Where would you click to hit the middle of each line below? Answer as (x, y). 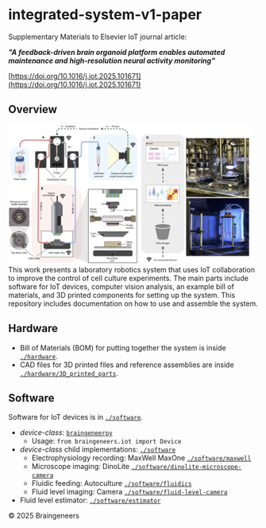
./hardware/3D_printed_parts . (69, 373)
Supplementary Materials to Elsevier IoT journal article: (98, 37)
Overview (33, 110)
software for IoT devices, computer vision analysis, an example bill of (121, 286)
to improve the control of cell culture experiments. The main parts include (128, 278)
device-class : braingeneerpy (66, 432)
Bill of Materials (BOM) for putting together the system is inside (123, 347)
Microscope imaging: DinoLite (80, 467)
